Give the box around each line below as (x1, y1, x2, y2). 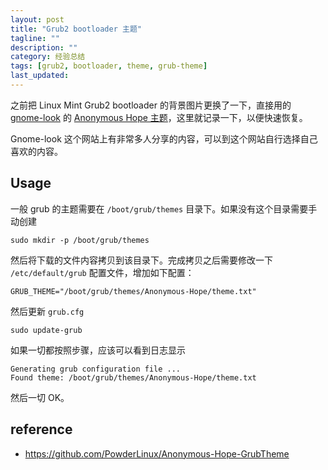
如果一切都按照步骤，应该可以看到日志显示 (10, 344, 186, 356)
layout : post (10, 14, 65, 25)
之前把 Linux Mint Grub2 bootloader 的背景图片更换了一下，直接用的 (10, 99, 292, 111)
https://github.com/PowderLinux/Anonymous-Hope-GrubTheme (24, 447, 290, 460)
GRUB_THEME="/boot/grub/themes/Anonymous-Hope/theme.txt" (10, 286, 257, 296)
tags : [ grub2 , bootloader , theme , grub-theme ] (10, 61, 208, 71)
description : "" (10, 42, 78, 53)
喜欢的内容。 (10, 145, 63, 157)
